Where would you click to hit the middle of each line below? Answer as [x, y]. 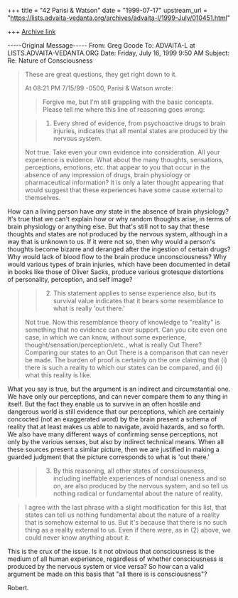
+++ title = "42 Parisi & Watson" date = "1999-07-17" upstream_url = [108, 10]
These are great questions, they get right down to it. [101, 74]
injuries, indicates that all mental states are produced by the [141, 131]
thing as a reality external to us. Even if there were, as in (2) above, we [128, 530]
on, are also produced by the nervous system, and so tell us [141, 486]
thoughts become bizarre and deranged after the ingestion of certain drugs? [119, 249]
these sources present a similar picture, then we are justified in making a [114, 449]
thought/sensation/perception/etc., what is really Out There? [113, 345]
